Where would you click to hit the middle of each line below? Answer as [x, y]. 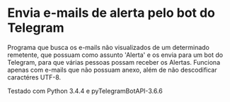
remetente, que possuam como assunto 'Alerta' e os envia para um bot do [115, 55]
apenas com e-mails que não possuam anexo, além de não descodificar [112, 70]
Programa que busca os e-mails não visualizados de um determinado [109, 47]
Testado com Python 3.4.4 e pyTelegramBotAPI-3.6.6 [85, 91]
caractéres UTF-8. [34, 77]
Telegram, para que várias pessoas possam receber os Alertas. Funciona [114, 62]
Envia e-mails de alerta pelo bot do [111, 13]
